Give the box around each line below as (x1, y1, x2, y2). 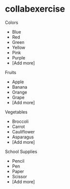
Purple (12, 55, 26, 60)
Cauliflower (12, 129, 35, 134)
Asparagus (12, 134, 34, 140)
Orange (12, 89, 28, 95)
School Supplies (5, 149, 38, 154)
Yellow (12, 44, 26, 50)
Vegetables (5, 109, 28, 115)
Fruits (5, 69, 16, 75)
